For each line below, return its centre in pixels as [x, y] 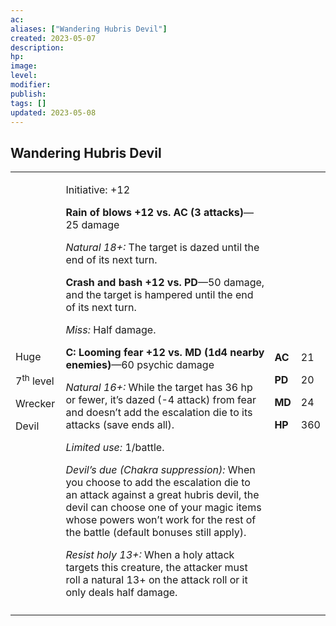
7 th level [35, 380]
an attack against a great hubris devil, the [162, 495]
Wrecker [35, 403]
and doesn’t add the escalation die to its [159, 413]
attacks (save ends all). [120, 425]
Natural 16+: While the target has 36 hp [159, 388]
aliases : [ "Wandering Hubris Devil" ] [89, 29]
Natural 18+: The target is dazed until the [162, 248]
